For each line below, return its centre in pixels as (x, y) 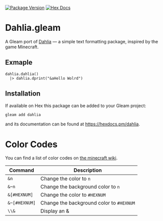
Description (88, 170)
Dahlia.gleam (33, 28)
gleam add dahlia (23, 114)
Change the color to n (65, 179)
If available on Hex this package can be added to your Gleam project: (76, 106)
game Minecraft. (22, 47)
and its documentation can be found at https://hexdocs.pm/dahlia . (73, 124)
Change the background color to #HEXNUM (88, 203)
